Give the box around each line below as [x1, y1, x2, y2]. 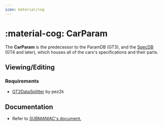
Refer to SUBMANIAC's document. [12, 116, 82, 122]
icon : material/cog [5, 7, 45, 12]
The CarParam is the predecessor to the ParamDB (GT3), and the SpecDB [5, 44, 154, 50]
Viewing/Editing [5, 63, 55, 71]
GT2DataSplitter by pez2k [12, 89, 64, 94]
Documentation [5, 103, 54, 111]
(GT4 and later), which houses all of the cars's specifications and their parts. [5, 49, 159, 55]
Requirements [5, 78, 39, 84]
